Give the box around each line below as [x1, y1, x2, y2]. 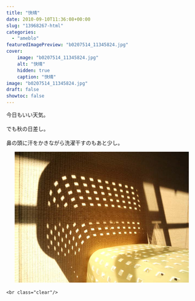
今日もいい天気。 [6, 111, 49, 118]
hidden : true [17, 67, 50, 73]
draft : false [6, 87, 39, 93]
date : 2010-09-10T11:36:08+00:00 [6, 16, 91, 22]
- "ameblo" [12, 35, 39, 42]
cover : [6, 49, 23, 55]
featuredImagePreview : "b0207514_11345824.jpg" [6, 42, 129, 48]
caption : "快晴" [17, 73, 56, 80]
